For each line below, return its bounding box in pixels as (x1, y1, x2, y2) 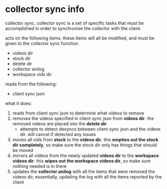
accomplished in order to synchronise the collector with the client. (5, 25, 141, 31)
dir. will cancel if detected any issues (19, 131, 96, 137)
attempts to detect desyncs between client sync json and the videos (19, 126, 161, 132)
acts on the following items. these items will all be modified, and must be (5, 35, 155, 41)
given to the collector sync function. (5, 40, 79, 46)
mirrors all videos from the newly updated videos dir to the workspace (12, 152, 159, 158)
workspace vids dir (12, 71, 52, 77)
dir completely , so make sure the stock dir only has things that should (12, 141, 157, 148)
